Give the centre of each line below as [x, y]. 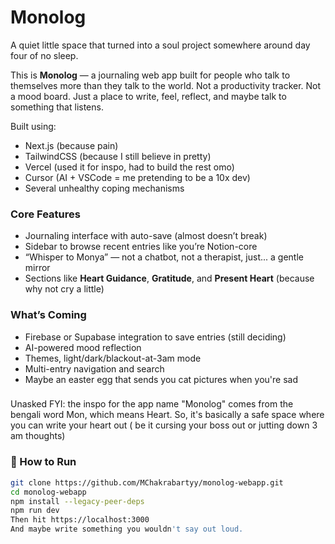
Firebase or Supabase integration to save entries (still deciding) [155, 337]
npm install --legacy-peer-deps [77, 501]
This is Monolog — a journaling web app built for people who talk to [150, 75]
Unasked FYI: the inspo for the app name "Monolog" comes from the [152, 404]
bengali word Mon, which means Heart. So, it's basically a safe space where [167, 415]
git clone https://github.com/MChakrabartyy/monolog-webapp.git [147, 482]
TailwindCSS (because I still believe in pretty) [118, 156]
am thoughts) [38, 436]
